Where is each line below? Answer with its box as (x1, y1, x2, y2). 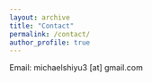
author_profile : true (9, 37, 91, 47)
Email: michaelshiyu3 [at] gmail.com (9, 62, 144, 73)
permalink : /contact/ (9, 29, 91, 38)
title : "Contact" (9, 21, 75, 30)
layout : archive (9, 12, 70, 22)
